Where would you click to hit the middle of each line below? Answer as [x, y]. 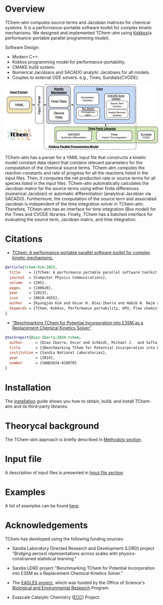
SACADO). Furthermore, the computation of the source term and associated [81, 199]
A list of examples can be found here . [42, 506]
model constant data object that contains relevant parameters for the [74, 163]
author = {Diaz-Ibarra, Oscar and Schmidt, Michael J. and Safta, [84, 342]
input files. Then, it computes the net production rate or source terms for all [81, 178]
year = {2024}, [32, 358]
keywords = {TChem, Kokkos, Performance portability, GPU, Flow [76, 308]
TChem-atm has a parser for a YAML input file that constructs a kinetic [76, 158]
